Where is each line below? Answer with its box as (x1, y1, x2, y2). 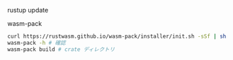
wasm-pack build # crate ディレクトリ (7, 45, 115, 53)
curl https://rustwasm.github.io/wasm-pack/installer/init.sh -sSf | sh (7, 33, 227, 40)
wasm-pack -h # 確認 (7, 39, 66, 46)
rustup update (7, 6, 49, 14)
